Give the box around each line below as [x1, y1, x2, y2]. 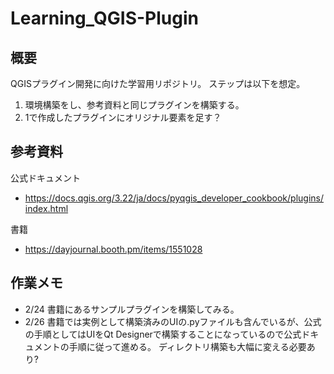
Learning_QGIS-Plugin [10, 7, 199, 30]
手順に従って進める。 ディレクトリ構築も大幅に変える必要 [68, 340, 307, 352]
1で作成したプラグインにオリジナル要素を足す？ [24, 112, 222, 123]
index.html [24, 202, 69, 214]
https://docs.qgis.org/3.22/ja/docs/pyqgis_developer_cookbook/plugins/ [24, 192, 325, 204]
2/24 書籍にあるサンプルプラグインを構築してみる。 [24, 303, 240, 315]
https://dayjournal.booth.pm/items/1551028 [24, 243, 203, 255]
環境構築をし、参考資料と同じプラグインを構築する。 [24, 99, 245, 111]
